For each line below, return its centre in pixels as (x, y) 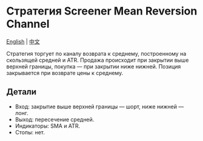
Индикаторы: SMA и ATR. (48, 126)
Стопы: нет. (30, 132)
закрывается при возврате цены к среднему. (65, 73)
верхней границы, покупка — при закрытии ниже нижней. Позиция (94, 66)
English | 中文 (23, 41)
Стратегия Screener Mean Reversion (102, 11)
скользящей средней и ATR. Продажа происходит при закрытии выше (98, 60)
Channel (28, 24)
